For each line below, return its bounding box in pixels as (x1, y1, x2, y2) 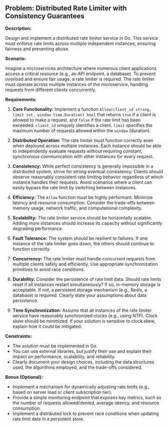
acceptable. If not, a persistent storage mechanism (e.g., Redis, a (12, 287, 147, 293)
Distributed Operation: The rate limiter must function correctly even (12, 137, 154, 143)
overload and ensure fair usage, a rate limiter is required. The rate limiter (5, 76, 155, 82)
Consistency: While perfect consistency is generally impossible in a (12, 163, 153, 169)
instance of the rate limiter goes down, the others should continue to (12, 240, 154, 246)
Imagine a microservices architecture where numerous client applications (5, 65, 157, 71)
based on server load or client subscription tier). (12, 389, 112, 395)
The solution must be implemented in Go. (12, 342, 98, 349)
